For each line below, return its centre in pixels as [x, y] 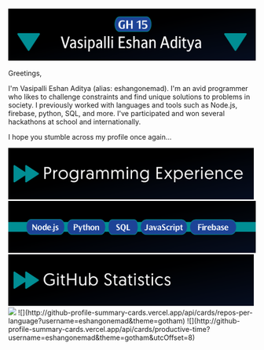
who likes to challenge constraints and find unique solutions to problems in [129, 97]
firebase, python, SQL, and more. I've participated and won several [117, 113]
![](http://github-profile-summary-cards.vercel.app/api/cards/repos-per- [135, 312]
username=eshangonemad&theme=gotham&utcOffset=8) [102, 337]
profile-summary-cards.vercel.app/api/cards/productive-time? [109, 329]
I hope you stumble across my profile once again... [90, 137]
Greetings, [25, 73]
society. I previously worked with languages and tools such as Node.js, [123, 105]
